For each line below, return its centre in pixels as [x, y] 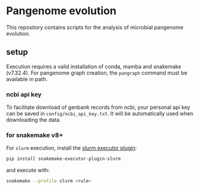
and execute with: [28, 170]
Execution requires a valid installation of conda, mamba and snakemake [94, 66]
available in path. [27, 79]
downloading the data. [34, 120]
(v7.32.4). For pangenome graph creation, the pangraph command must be [97, 73]
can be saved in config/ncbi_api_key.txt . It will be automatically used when [100, 114]
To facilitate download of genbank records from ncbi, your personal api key [98, 107]
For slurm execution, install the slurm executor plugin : [72, 148]
